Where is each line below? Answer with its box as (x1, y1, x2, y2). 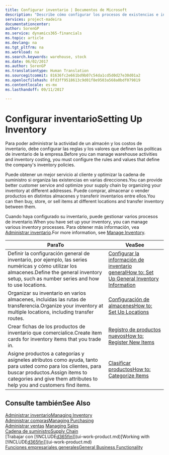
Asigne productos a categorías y (8, 350, 84, 357)
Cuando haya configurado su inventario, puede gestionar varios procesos (5, 214, 158, 220)
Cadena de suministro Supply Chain (5, 428, 78, 434)
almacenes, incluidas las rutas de (8, 296, 87, 303)
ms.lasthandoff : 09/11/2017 (5, 87, 64, 92)
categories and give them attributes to (8, 375, 98, 382)
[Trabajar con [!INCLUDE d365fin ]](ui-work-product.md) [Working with (5, 434, 150, 440)
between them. (5, 204, 37, 210)
